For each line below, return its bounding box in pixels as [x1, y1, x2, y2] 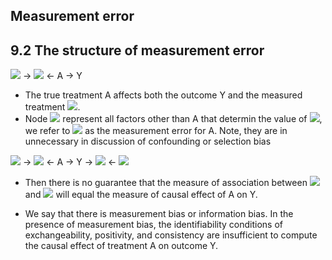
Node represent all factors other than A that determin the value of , [24, 113, 323, 125]
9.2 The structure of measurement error [10, 42, 265, 59]
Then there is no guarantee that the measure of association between [24, 177, 308, 189]
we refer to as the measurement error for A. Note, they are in [24, 125, 288, 137]
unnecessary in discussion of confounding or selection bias [24, 135, 272, 148]
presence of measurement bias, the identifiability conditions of [24, 219, 284, 231]
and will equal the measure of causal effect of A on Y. [24, 189, 258, 201]
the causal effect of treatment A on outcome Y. [24, 240, 219, 252]
